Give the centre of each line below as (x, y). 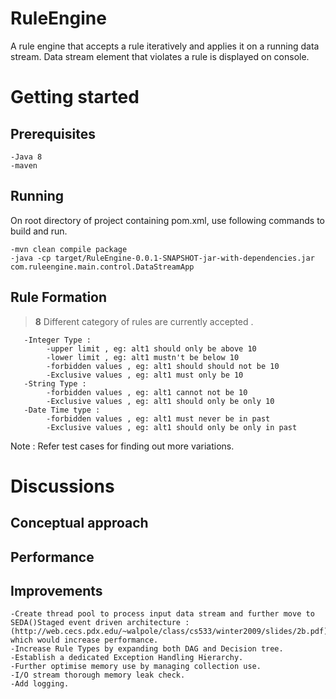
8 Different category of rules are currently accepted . (144, 321)
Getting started (75, 97)
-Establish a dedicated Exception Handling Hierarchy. (127, 658)
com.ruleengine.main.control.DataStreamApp (102, 267)
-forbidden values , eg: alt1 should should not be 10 (163, 366)
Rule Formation (59, 297)
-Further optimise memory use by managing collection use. (136, 667)
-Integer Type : (57, 340)
